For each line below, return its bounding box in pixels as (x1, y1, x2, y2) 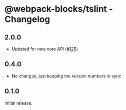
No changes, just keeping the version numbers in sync (11, 73, 122, 79)
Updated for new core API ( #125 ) (11, 46, 78, 52)
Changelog (4, 14, 50, 25)
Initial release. (4, 100, 33, 106)
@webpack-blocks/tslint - (4, 3, 113, 15)
